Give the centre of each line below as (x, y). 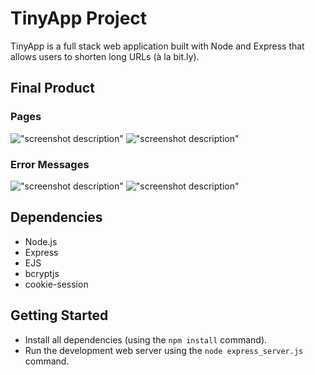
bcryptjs (42, 273)
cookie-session (56, 284)
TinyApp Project (79, 18)
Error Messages (50, 164)
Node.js (41, 241)
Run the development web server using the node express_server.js (164, 350)
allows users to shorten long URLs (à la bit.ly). (105, 56)
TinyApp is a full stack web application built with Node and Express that (157, 46)
